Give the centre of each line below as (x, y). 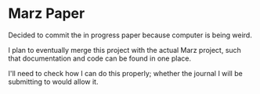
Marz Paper (47, 14)
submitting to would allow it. (53, 82)
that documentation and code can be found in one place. (100, 58)
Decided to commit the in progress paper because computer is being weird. (130, 35)
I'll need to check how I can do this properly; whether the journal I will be (125, 73)
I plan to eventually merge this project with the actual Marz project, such (125, 50)
